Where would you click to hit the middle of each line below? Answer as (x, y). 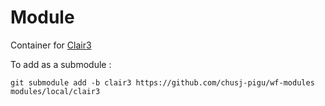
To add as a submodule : (61, 64)
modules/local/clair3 (55, 91)
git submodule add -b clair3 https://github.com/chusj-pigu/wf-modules (162, 82)
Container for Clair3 (51, 45)
